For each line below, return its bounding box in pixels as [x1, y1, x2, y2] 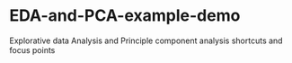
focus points [9, 44, 56, 55]
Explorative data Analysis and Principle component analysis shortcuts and [9, 35, 283, 46]
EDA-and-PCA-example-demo [9, 5, 241, 26]
